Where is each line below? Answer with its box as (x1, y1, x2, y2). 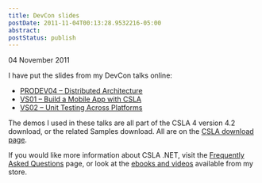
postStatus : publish (8, 33, 77, 42)
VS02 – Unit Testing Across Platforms (19, 103, 143, 112)
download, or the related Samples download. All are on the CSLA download (8, 127, 254, 136)
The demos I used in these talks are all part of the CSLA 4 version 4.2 (8, 118, 236, 128)
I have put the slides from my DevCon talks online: (8, 71, 173, 80)
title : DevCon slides (8, 11, 80, 20)
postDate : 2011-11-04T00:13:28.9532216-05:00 (8, 19, 161, 27)
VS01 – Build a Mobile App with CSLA (19, 94, 142, 104)
